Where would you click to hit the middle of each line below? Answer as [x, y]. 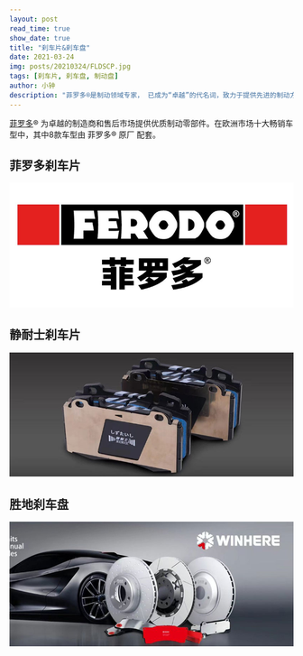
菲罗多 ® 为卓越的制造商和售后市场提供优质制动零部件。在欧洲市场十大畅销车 [151, 123]
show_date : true [40, 38]
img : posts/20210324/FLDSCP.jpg [70, 67]
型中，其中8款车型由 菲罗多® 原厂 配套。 [85, 134]
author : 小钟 [32, 86]
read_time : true [40, 28]
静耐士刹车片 [45, 335]
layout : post [34, 19]
